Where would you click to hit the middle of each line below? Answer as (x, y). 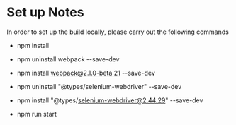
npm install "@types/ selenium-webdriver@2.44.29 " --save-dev (110, 100)
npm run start (37, 114)
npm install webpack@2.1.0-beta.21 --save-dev (86, 73)
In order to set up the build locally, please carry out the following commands (118, 32)
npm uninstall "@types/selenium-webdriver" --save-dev (99, 86)
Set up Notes (45, 12)
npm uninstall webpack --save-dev (68, 59)
